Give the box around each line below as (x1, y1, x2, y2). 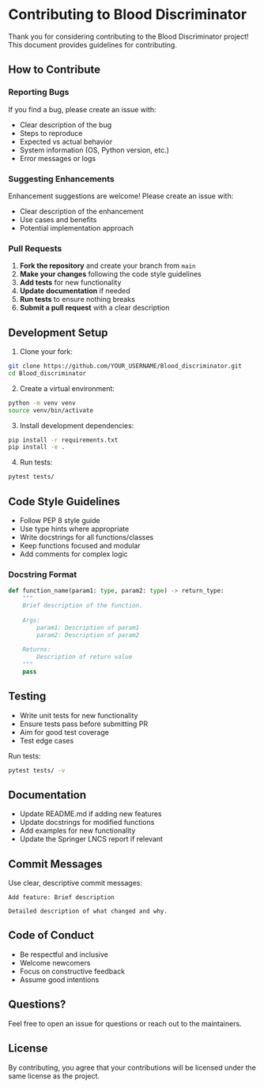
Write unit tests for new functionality (19, 710, 138, 720)
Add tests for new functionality (19, 278, 122, 288)
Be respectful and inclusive (19, 950, 108, 959)
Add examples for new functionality (19, 826, 136, 835)
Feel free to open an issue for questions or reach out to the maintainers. (8, 1018, 243, 1028)
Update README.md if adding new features (19, 809, 162, 819)
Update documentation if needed (19, 286, 130, 296)
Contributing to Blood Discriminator (8, 6, 247, 24)
